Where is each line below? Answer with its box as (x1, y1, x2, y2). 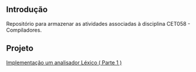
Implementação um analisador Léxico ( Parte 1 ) (6, 59, 123, 66)
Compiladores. (6, 26, 42, 33)
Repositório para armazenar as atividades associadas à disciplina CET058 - (6, 20, 191, 27)
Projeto (6, 43, 34, 53)
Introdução (6, 5, 48, 15)
